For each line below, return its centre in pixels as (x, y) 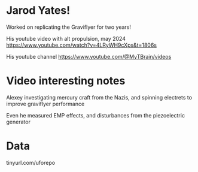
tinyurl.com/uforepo (31, 162)
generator (19, 122)
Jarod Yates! (38, 10)
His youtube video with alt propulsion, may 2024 (66, 38)
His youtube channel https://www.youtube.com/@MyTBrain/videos (89, 56)
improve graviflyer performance (45, 104)
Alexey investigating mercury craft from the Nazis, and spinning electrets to (99, 97)
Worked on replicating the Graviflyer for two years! (69, 27)
